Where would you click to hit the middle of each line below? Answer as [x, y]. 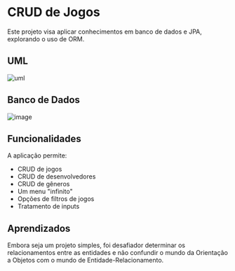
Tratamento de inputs [48, 207]
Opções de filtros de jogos [56, 199]
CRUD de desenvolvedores [56, 176]
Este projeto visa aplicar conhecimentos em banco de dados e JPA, [105, 32]
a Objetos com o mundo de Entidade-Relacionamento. [86, 260]
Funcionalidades [45, 138]
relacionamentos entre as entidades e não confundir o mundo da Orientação [117, 253]
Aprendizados [39, 228]
